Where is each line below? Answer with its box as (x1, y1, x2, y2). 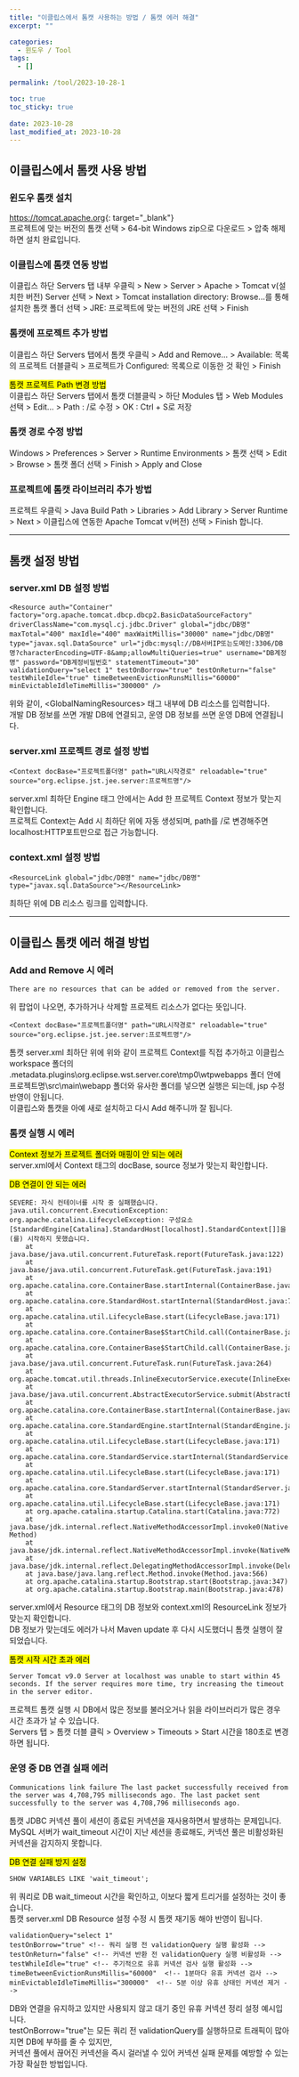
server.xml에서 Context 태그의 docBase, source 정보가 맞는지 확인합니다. (9, 1160, 269, 1171)
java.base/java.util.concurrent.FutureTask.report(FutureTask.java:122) (9, 1250, 285, 1260)
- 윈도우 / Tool (17, 45, 72, 54)
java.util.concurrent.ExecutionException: (9, 1206, 169, 1215)
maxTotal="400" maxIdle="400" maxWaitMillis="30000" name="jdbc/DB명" (9, 629, 275, 638)
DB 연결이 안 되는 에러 (9, 1179, 87, 1189)
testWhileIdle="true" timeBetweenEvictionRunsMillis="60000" (9, 673, 241, 682)
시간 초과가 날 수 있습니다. (9, 1716, 100, 1726)
